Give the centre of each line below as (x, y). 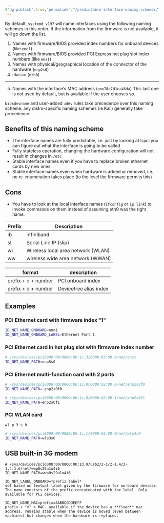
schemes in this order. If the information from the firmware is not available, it (82, 29)
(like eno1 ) (22, 48)
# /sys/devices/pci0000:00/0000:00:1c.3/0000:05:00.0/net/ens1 (71, 357)
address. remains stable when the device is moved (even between (73, 512)
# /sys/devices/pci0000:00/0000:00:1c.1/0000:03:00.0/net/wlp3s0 (73, 433)
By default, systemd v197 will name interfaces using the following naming (78, 23)
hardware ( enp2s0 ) (31, 69)
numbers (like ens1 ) (32, 59)
